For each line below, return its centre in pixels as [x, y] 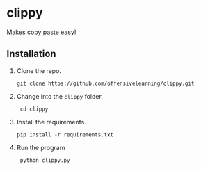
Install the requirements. [51, 122]
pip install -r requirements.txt [65, 135]
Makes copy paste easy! [41, 32]
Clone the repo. [39, 70]
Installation [31, 54]
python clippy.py [45, 160]
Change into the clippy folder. [60, 96]
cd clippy [34, 109]
